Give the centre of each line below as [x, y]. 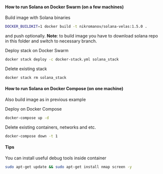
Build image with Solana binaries [38, 18]
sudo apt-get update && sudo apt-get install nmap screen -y [69, 167]
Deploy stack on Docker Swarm [37, 51]
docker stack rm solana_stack [36, 77]
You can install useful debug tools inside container [56, 158]
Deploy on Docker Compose [33, 109]
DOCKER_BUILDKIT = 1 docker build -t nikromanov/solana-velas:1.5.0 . [76, 27]
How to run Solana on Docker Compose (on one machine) [64, 89]
